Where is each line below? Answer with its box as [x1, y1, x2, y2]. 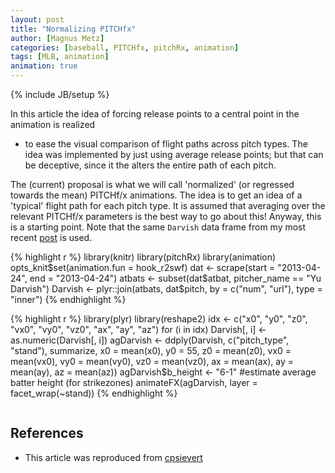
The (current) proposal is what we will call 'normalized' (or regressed [10, 179, 295, 190]
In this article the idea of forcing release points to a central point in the [10, 108, 300, 120]
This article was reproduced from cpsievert [24, 451, 203, 463]
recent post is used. [10, 232, 93, 243]
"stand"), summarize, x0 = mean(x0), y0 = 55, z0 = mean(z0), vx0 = [10, 345, 292, 356]
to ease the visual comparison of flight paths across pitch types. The [24, 138, 308, 150]
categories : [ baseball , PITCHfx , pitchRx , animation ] [10, 42, 240, 53]
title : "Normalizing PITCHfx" [10, 24, 137, 34]
